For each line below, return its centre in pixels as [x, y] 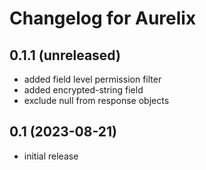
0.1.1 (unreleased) [65, 55]
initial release [51, 156]
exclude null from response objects [96, 100]
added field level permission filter [92, 79]
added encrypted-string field [83, 90]
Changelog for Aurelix [103, 18]
